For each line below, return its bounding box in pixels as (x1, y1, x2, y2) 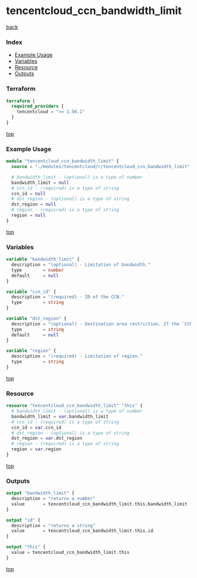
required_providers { (11, 104, 64, 110)
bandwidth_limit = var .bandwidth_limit (11, 413, 109, 419)
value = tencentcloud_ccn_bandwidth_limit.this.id (11, 528, 154, 534)
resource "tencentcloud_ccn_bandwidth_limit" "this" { (6, 403, 143, 409)
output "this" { (6, 544, 46, 550)
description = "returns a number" (11, 496, 96, 502)
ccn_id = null (11, 190, 46, 197)
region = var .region (11, 446, 62, 452)
